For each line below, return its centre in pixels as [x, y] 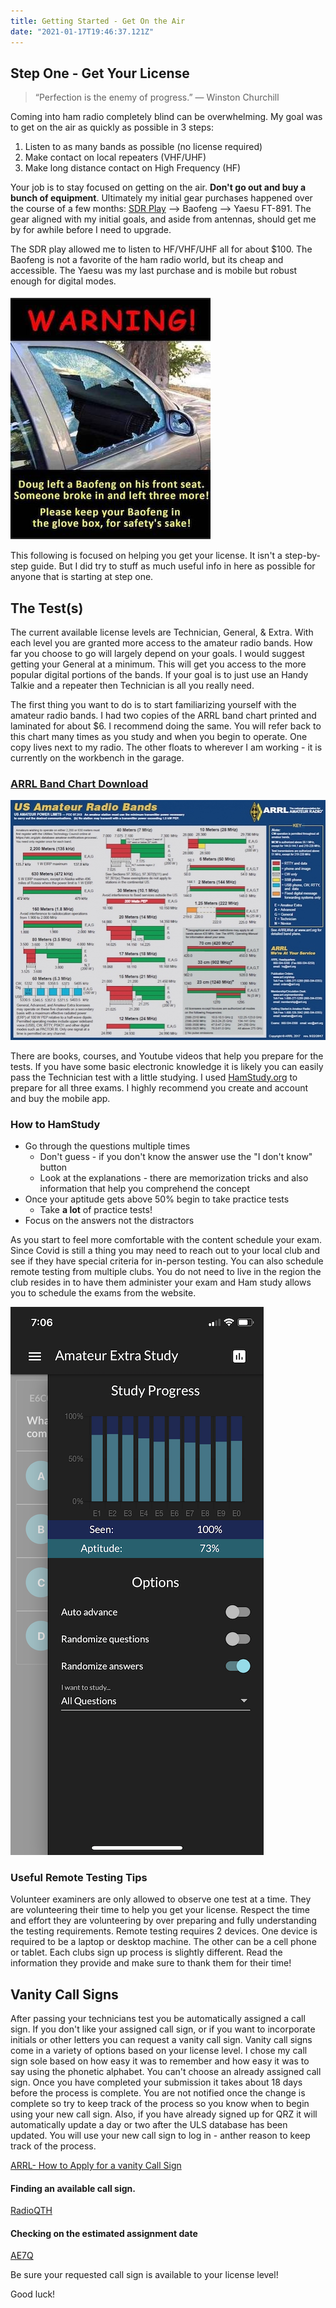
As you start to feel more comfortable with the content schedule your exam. [166, 1239]
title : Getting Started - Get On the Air [98, 21]
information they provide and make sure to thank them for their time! [151, 1963]
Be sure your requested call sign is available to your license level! [144, 2275]
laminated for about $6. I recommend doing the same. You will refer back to [166, 726]
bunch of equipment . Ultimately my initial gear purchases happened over [161, 198]
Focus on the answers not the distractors [109, 1220]
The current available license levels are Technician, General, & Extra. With [162, 632]
